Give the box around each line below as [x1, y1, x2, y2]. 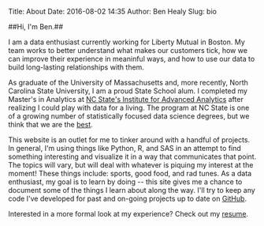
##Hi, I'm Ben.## [8, 22, 64, 31]
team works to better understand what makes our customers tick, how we [8, 46, 248, 55]
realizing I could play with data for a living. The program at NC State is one [8, 103, 250, 112]
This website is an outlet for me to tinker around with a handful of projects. [8, 135, 251, 145]
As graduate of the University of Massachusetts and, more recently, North [8, 78, 248, 87]
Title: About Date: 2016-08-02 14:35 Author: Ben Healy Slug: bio [8, 7, 217, 16]
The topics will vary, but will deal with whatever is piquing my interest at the [8, 160, 254, 169]
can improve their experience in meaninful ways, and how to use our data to [8, 55, 255, 63]
